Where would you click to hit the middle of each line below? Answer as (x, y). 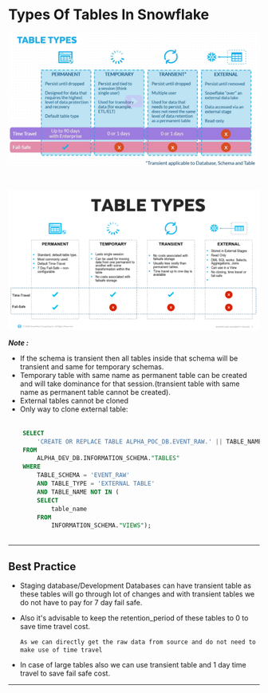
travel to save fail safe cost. (65, 673)
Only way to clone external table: (74, 409)
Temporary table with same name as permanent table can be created (133, 375)
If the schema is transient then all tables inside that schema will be (129, 358)
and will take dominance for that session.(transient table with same (130, 384)
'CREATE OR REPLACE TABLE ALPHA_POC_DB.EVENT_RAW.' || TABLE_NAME (150, 441)
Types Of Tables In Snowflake (109, 15)
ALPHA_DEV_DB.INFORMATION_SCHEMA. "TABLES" (108, 459)
